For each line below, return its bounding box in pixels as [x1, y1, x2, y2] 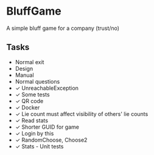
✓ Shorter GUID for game [15, 123, 79, 131]
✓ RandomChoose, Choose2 [15, 136, 88, 143]
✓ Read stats [15, 117, 49, 124]
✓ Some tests [15, 90, 50, 98]
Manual [15, 71, 35, 79]
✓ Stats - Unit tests [15, 142, 64, 150]
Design [15, 65, 33, 72]
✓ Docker [15, 104, 40, 111]
